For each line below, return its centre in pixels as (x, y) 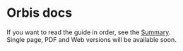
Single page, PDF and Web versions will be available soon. (92, 39)
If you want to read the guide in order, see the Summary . (89, 32)
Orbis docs (39, 13)
